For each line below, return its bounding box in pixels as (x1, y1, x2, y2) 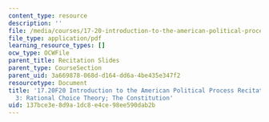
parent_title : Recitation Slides (8, 57, 120, 65)
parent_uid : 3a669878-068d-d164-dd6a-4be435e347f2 (8, 71, 181, 79)
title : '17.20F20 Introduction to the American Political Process (8, 86, 235, 95)
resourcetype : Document (8, 79, 88, 87)
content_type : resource (8, 11, 88, 20)
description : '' (8, 19, 62, 27)
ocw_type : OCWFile (8, 49, 70, 57)
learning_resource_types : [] (8, 42, 106, 50)
